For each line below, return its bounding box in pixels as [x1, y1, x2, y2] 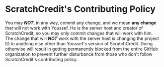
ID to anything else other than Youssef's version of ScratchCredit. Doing [5, 40, 153, 46]
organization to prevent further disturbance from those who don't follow [5, 51, 153, 57]
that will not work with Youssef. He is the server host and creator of [5, 25, 143, 31]
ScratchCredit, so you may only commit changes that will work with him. [5, 30, 153, 36]
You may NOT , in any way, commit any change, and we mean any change [5, 20, 157, 26]
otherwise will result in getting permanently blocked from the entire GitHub [5, 46, 158, 52]
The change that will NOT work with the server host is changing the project [5, 35, 159, 41]
